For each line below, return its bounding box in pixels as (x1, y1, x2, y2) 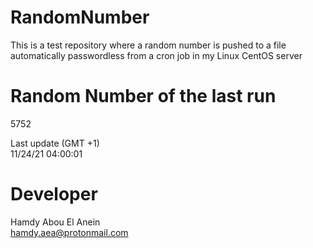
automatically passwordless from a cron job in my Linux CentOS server (10, 49, 303, 61)
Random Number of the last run (10, 85, 277, 108)
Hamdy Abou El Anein (10, 216, 101, 228)
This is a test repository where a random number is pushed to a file (10, 39, 287, 51)
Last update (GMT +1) (10, 137, 100, 149)
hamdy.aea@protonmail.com (10, 226, 129, 238)
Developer (10, 183, 98, 206)
